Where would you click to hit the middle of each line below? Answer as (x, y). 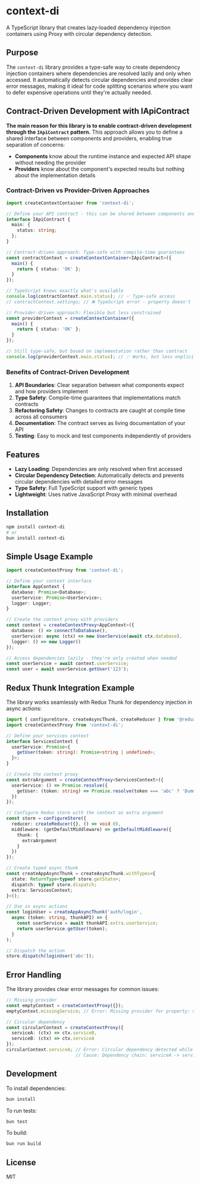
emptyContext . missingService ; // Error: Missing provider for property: (98, 1011)
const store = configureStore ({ (46, 818)
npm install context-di (36, 527)
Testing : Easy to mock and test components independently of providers (103, 436)
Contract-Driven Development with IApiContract (98, 111)
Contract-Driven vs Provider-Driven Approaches (78, 190)
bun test (17, 1121)
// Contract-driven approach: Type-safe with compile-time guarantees (96, 252)
